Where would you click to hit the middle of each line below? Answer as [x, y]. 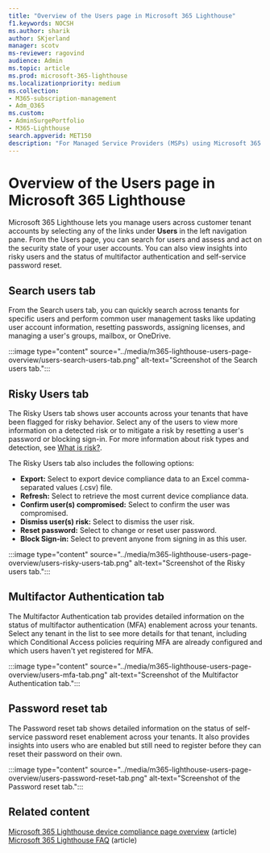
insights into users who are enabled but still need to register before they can [135, 745]
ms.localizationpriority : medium [64, 83]
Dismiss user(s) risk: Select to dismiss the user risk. [107, 522]
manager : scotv [34, 46]
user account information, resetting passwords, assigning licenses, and [127, 327]
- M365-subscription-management [62, 98]
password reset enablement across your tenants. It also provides [142, 736]
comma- [235, 479]
